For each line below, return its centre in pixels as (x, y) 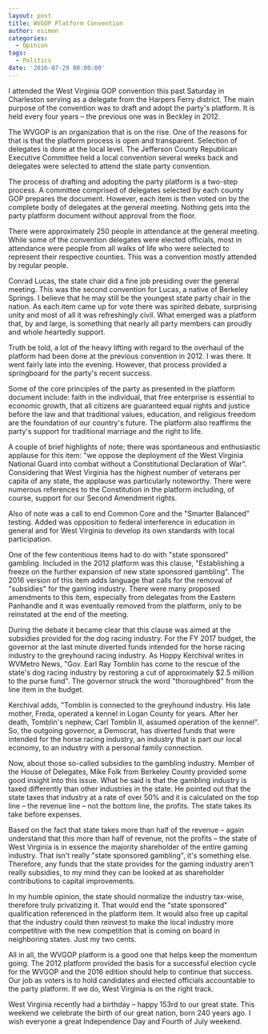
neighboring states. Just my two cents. (72, 939)
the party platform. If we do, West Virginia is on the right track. (111, 988)
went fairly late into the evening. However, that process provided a (118, 364)
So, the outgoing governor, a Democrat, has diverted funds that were (122, 730)
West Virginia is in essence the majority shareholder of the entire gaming (128, 846)
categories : (28, 38)
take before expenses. (45, 814)
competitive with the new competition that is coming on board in (114, 931)
